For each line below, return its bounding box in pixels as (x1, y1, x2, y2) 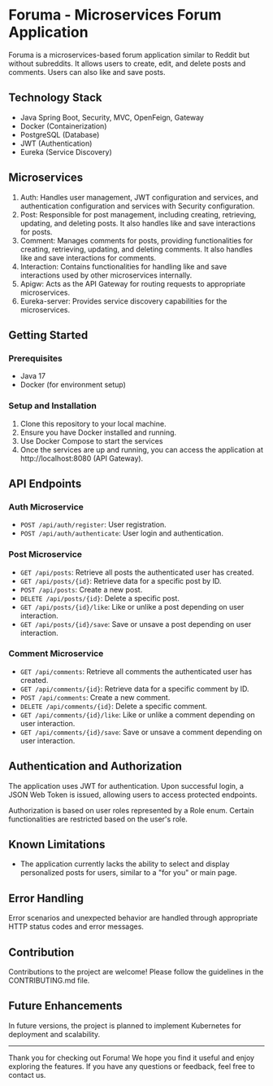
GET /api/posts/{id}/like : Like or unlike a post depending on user (19, 602, 245, 611)
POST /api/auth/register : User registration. (19, 519, 167, 530)
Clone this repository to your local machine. (19, 418, 167, 428)
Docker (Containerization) (19, 120, 107, 131)
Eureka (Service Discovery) (19, 147, 112, 156)
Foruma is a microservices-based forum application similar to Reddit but (8, 50, 250, 59)
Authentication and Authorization (8, 760, 183, 773)
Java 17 (19, 371, 46, 381)
